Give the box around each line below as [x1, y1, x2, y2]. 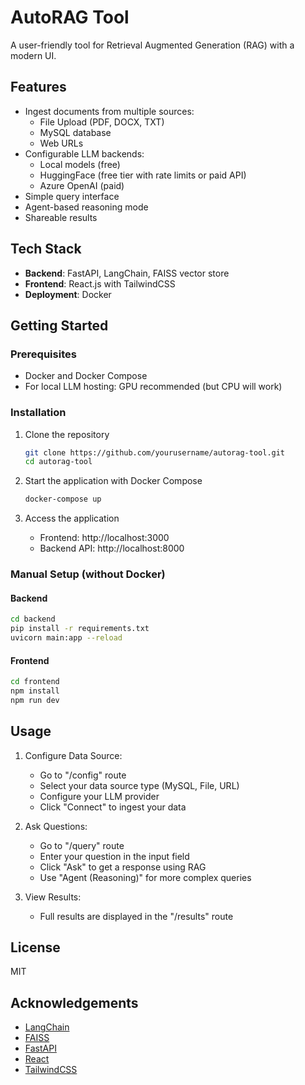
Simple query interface [24, 190, 120, 202]
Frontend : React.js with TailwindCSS [24, 277, 176, 290]
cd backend [10, 614, 56, 625]
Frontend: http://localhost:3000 [39, 532, 170, 544]
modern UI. [10, 49, 57, 61]
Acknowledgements [10, 994, 139, 1011]
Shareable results [24, 211, 98, 223]
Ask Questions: [24, 820, 88, 832]
